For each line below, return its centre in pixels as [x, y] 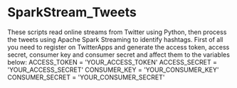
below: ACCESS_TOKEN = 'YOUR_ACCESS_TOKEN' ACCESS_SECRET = [112, 62]
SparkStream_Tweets [72, 12]
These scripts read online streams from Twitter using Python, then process [117, 32]
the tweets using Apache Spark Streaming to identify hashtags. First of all [115, 39]
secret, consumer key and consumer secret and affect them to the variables [118, 55]
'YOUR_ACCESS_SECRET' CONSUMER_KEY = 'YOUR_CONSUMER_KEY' [113, 70]
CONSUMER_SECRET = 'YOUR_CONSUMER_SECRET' [86, 77]
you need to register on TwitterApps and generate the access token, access [118, 47]
